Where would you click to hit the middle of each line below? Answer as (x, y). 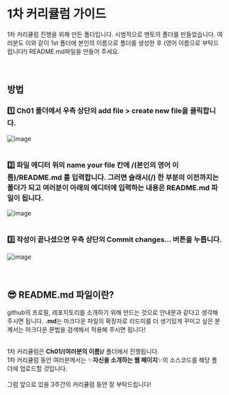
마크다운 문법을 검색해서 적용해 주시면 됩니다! (85, 330)
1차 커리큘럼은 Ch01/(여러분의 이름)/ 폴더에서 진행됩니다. (83, 352)
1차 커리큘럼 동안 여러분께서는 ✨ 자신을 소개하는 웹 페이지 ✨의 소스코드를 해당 (109, 360)
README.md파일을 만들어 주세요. (74, 51)
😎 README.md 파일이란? (60, 295)
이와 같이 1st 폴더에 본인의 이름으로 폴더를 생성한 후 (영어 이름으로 (113, 42)
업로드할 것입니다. (43, 369)
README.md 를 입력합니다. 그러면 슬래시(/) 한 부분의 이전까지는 (119, 177)
